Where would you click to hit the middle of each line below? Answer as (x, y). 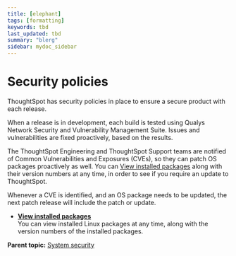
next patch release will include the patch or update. (82, 202)
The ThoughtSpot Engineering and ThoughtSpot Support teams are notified (117, 151)
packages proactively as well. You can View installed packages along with (115, 166)
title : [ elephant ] (34, 14)
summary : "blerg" (33, 40)
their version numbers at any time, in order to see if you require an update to (118, 173)
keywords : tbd (28, 27)
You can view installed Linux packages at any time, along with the (113, 223)
